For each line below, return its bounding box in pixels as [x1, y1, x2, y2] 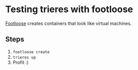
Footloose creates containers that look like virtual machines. [5, 20, 132, 26]
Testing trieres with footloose [5, 4, 133, 15]
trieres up [12, 55, 36, 60]
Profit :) [12, 59, 29, 65]
